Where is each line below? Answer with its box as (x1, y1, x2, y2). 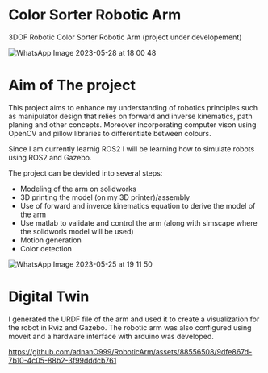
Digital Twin (8, 288, 90, 306)
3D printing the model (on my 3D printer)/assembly (19, 192, 191, 202)
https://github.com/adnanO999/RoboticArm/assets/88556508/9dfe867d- (8, 346, 253, 356)
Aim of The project (8, 77, 136, 94)
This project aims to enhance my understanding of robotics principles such (8, 102, 258, 112)
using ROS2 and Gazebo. (8, 152, 92, 162)
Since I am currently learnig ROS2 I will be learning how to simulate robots (8, 143, 255, 154)
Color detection (19, 243, 73, 253)
